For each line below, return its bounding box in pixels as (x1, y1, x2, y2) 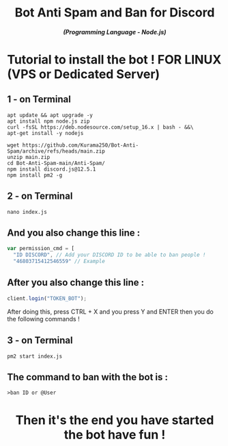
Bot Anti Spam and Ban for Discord (14, 5, 215, 21)
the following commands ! (7, 314, 80, 323)
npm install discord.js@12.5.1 (7, 166, 96, 173)
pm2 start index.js (7, 353, 63, 360)
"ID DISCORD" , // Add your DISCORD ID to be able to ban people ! (13, 251, 206, 258)
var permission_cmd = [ (7, 245, 75, 252)
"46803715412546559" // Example (13, 258, 106, 265)
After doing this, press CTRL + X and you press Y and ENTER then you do (7, 307, 214, 316)
